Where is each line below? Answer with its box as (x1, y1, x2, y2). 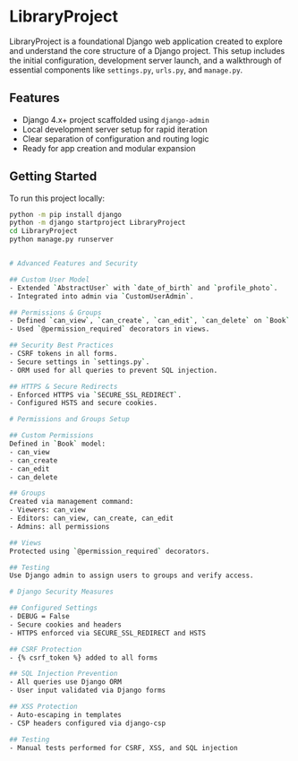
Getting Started (9, 169, 98, 185)
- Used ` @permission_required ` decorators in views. (9, 324, 210, 333)
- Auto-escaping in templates (9, 710, 123, 719)
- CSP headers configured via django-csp (9, 719, 166, 728)
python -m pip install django (9, 210, 123, 219)
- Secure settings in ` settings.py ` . (9, 357, 150, 367)
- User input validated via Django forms (9, 686, 166, 696)
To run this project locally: (9, 193, 106, 203)
